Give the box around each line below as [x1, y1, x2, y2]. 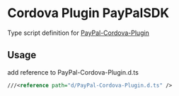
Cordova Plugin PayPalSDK [7, 5, 170, 21]
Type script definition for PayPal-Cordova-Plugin [7, 28, 150, 37]
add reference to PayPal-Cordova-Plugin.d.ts [7, 68, 139, 76]
